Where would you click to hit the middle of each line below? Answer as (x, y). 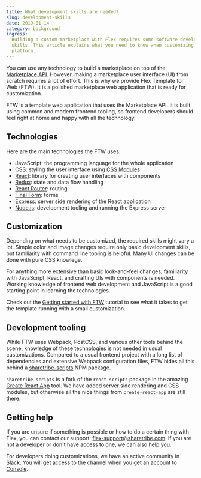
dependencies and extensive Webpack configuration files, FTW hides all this (100, 362)
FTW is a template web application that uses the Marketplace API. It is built (98, 105)
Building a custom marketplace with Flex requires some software (95, 40)
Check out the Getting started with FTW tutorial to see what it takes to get (97, 302)
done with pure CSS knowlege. (44, 260)
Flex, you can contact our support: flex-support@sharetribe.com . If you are (99, 438)
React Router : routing (41, 188)
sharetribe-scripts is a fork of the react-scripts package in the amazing (97, 380)
